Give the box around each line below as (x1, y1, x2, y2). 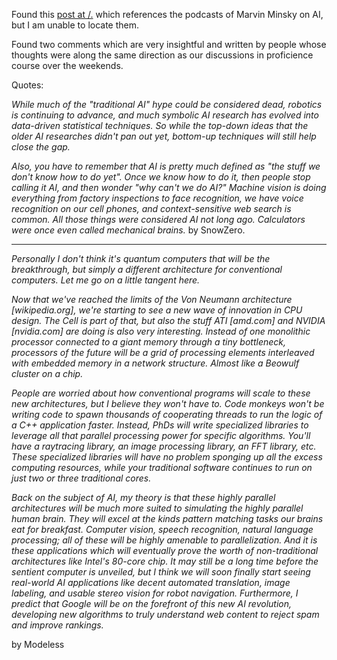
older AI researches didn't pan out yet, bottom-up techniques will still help (11, 130, 317, 142)
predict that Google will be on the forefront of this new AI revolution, (11, 598, 293, 609)
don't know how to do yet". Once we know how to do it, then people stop (11, 171, 311, 183)
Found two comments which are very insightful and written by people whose (11, 39, 327, 50)
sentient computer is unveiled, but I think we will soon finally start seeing (11, 566, 311, 578)
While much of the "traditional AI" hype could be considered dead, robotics (11, 99, 323, 110)
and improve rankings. (11, 619, 104, 631)
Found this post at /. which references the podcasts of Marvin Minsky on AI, (11, 9, 324, 20)
